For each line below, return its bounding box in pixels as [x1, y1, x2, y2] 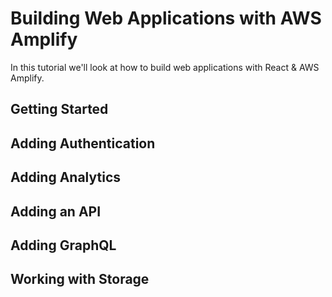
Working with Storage [10, 271, 150, 288]
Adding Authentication [10, 135, 156, 152]
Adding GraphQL [10, 237, 117, 254]
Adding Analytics [10, 169, 122, 186]
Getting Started [10, 101, 109, 118]
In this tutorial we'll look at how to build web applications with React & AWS [10, 61, 320, 73]
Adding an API [10, 203, 102, 220]
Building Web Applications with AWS [10, 7, 322, 30]
